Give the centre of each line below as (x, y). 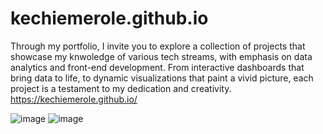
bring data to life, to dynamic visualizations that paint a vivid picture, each (162, 78)
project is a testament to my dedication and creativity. (121, 88)
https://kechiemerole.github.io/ (74, 99)
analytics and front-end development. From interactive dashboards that (157, 67)
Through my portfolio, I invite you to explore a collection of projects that (158, 46)
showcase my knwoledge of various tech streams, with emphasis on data (161, 56)
